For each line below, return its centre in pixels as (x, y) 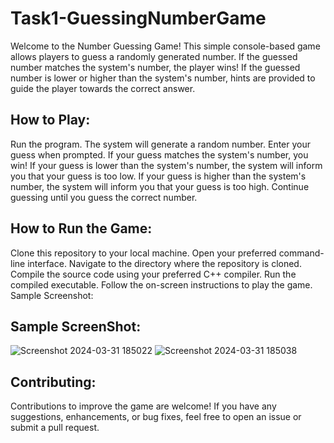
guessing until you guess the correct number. (104, 197)
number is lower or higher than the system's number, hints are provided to (163, 78)
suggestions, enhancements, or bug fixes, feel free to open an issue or (156, 417)
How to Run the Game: (81, 228)
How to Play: (50, 120)
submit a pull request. (55, 428)
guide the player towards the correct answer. (103, 88)
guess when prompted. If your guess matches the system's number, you (159, 154)
